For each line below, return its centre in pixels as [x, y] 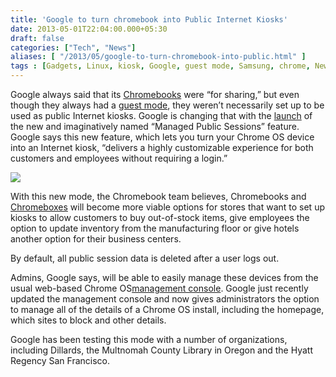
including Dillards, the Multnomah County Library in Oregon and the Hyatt [161, 350]
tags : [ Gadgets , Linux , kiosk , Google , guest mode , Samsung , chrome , [160, 66]
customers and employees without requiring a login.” [119, 158]
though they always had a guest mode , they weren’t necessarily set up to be [167, 105]
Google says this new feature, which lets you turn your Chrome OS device [162, 137]
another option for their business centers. [96, 239]
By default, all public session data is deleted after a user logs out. [145, 258]
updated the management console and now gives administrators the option [165, 299]
